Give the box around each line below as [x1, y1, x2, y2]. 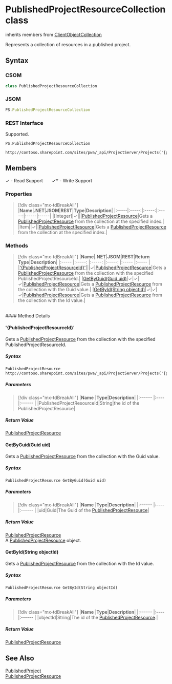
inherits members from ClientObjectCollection [5, 31, 102, 37]
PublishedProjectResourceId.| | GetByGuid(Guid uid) [17, 276, 127, 282]
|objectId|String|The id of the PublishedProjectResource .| [37, 614, 158, 620]
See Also [5, 654, 34, 663]
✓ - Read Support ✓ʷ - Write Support [5, 177, 92, 183]
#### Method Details [5, 313, 50, 319]
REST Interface [5, 119, 44, 126]
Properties [5, 190, 32, 197]
